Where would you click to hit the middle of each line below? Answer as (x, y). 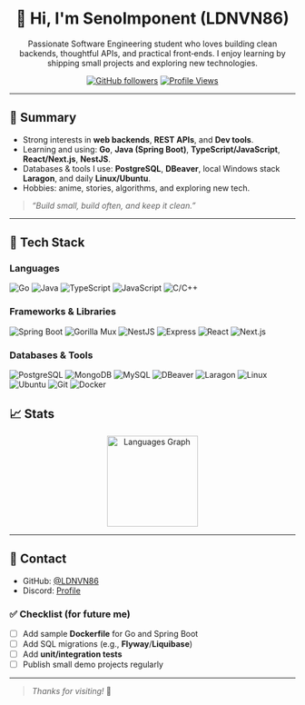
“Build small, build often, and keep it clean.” (113, 205)
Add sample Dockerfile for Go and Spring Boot (110, 633)
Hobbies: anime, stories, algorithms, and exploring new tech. (136, 188)
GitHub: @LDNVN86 (61, 581)
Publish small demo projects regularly (93, 665)
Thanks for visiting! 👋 (71, 691)
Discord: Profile (52, 591)
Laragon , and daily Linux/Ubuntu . (87, 178)
